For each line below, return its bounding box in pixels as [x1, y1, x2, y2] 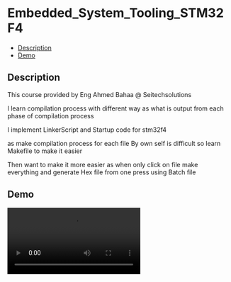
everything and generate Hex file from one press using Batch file [7, 168, 196, 176]
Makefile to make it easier [7, 147, 83, 155]
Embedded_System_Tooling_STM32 [7, 5, 225, 21]
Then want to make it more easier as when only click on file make [7, 160, 198, 169]
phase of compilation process [7, 111, 94, 120]
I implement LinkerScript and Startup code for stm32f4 [7, 125, 167, 134]
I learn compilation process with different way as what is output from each [7, 104, 225, 113]
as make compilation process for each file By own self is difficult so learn [7, 139, 221, 147]
